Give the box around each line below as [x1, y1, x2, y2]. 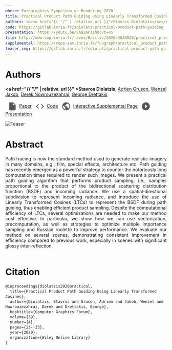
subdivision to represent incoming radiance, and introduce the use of [5, 194, 167, 200]
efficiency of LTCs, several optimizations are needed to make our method [5, 210, 167, 216]
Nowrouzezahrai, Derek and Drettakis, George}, [5, 304, 109, 310]
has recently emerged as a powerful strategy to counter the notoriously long [5, 167, 167, 173]
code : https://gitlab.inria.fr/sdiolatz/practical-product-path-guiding [5, 25, 164, 30]
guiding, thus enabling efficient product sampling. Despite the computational [5, 204, 167, 211]
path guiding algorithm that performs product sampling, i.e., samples [5, 177, 167, 183]
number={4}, [10, 319, 36, 325]
